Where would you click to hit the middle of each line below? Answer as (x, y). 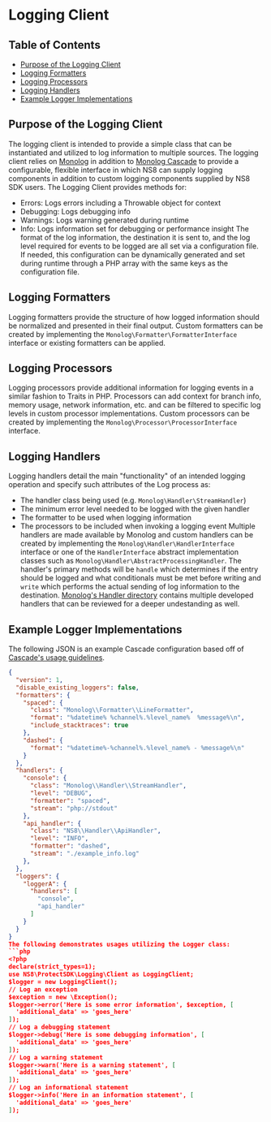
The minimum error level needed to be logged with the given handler (135, 509)
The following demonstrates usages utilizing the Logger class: (119, 944)
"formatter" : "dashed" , (70, 846)
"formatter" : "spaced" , (70, 801)
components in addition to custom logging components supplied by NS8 (129, 178)
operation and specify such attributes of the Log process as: (110, 485)
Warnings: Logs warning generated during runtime (104, 220)
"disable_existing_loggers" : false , (77, 688)
